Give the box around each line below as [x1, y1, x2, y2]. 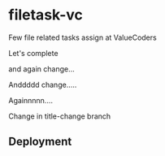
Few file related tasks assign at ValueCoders [8, 32, 157, 42]
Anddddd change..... [8, 80, 77, 89]
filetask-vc [8, 6, 84, 24]
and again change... [8, 63, 75, 74]
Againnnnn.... [8, 95, 53, 105]
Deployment [8, 135, 72, 149]
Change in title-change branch [8, 111, 111, 121]
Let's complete [8, 48, 59, 58]
